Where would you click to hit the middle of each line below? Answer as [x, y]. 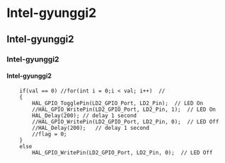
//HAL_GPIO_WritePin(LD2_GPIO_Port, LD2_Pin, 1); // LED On [124, 109]
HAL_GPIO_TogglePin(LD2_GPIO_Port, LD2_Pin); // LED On [117, 103]
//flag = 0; [50, 134]
